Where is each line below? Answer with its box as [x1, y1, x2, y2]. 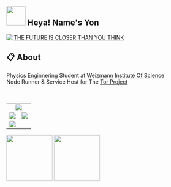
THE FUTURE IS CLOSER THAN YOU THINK [13, 34, 124, 41]
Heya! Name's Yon [27, 18, 99, 28]
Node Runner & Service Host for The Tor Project [6, 78, 128, 86]
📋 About [6, 53, 41, 63]
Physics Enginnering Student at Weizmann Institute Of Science [6, 71, 165, 79]
